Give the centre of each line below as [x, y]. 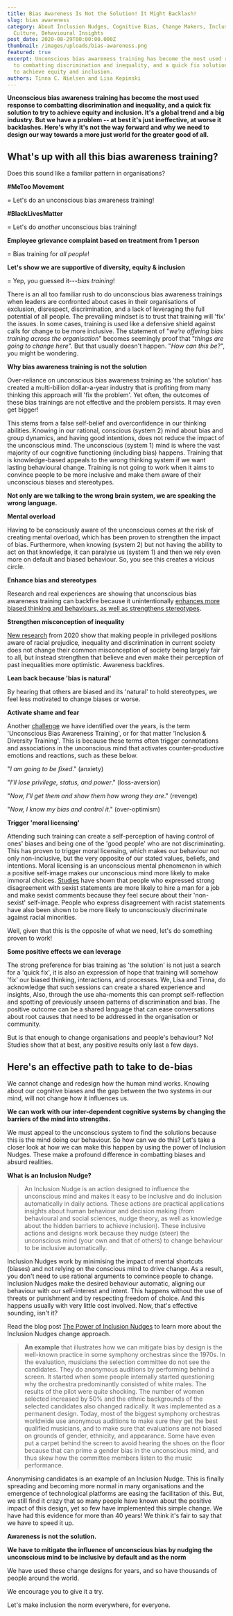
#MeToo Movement [36, 187]
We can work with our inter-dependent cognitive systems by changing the [116, 1112]
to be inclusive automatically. [66, 1248]
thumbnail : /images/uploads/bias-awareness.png [77, 46]
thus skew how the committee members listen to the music [108, 1458]
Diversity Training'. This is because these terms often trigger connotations [113, 741]
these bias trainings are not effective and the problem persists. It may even [114, 403]
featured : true [29, 53]
